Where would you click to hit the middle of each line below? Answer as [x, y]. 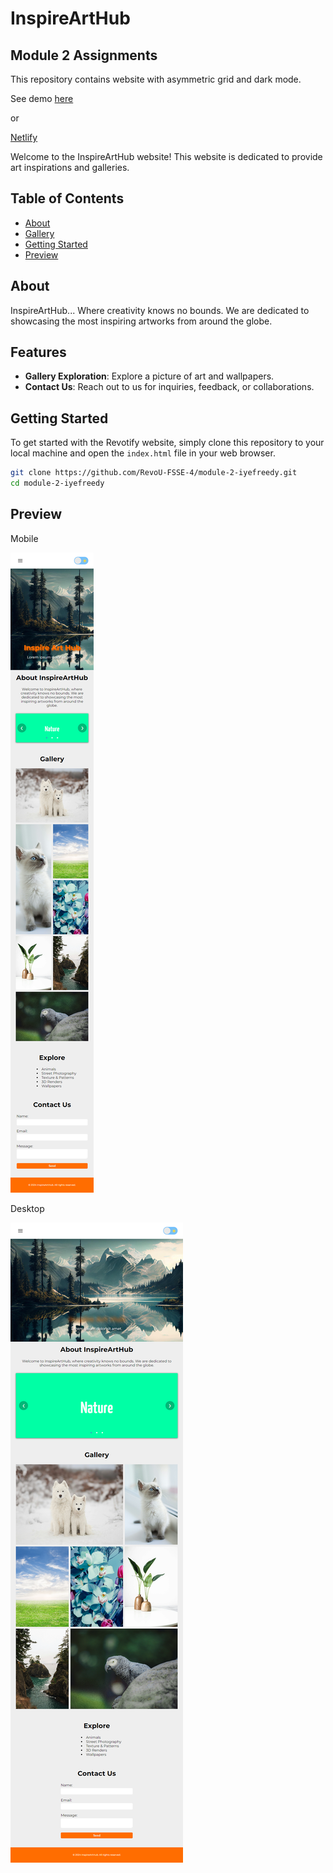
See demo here [42, 98]
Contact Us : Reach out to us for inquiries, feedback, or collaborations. [169, 387]
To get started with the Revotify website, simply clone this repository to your [167, 443]
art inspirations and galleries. [70, 167]
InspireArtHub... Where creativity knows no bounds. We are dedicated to [160, 310]
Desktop [27, 1208]
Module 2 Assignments [84, 55]
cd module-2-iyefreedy [57, 483]
